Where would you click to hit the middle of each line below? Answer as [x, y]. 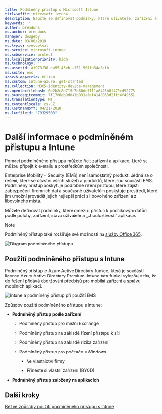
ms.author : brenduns [26, 32]
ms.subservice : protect [29, 54]
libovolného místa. [23, 201]
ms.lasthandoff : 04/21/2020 [33, 109]
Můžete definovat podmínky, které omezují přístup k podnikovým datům [77, 210]
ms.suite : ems [19, 73]
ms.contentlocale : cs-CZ [30, 104]
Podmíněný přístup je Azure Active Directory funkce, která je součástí [74, 270]
